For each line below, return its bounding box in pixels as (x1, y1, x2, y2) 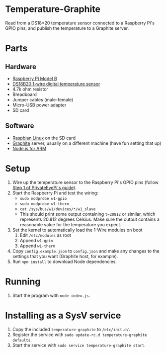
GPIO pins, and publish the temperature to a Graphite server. (5, 25, 129, 31)
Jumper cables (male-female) (12, 96, 74, 102)
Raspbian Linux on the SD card (12, 135, 76, 141)
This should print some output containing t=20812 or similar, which (19, 211, 156, 217)
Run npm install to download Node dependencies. (12, 259, 117, 265)
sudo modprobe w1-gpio (19, 196, 67, 201)
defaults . (12, 337, 32, 343)
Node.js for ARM (12, 145, 46, 151)
